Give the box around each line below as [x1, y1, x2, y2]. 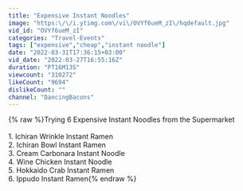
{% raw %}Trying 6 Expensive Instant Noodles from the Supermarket [8, 115, 235, 124]
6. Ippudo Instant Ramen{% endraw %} [8, 174, 137, 184]
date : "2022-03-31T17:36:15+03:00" [8, 49, 127, 57]
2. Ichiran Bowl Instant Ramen [8, 140, 106, 150]
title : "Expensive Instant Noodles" [8, 11, 130, 20]
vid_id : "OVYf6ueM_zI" [8, 26, 84, 34]
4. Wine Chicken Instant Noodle [8, 157, 112, 167]
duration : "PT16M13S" [8, 64, 80, 72]
